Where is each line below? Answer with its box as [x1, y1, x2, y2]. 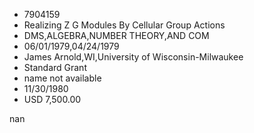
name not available [23, 72, 102, 84]
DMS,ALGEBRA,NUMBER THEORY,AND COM [23, 30, 210, 41]
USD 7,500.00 [23, 94, 82, 105]
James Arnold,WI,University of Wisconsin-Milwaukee [23, 51, 244, 63]
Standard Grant [23, 62, 87, 73]
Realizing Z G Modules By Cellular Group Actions [23, 19, 226, 31]
